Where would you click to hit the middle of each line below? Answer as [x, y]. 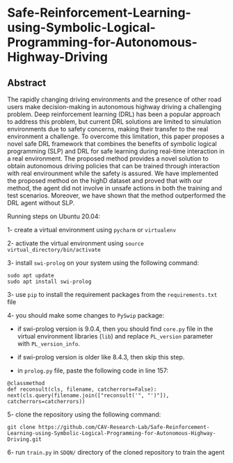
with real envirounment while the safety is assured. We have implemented [113, 173]
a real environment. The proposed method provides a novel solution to [108, 159]
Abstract [27, 82]
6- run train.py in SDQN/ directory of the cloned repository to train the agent [116, 452]
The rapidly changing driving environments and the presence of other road [114, 99]
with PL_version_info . [48, 343]
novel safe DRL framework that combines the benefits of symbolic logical [112, 144]
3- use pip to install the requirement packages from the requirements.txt [112, 294]
